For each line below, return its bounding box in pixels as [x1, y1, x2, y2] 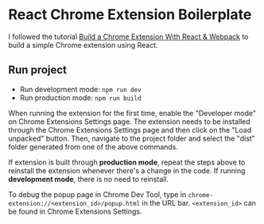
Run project [8, 64, 68, 77]
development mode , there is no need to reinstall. [8, 174, 169, 183]
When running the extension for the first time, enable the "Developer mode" [8, 108, 257, 118]
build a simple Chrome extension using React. [8, 40, 158, 49]
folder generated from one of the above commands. [8, 141, 179, 152]
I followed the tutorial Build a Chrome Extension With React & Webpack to [8, 32, 249, 41]
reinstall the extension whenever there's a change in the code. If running [8, 165, 246, 176]
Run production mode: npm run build [19, 93, 142, 102]
